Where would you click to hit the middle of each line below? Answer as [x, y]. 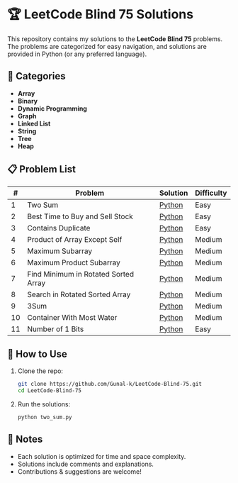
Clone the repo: [40, 371]
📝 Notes [25, 439]
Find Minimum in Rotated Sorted [81, 274]
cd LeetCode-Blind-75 [49, 391]
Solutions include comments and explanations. [86, 464]
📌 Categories [36, 76]
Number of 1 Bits [56, 329]
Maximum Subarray [60, 251]
